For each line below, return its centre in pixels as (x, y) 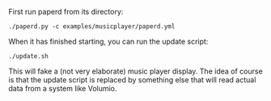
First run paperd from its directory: (66, 12)
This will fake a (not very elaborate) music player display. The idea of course (135, 71)
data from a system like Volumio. (63, 88)
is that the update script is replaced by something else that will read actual (132, 80)
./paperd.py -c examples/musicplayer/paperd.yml (92, 27)
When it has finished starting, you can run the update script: (108, 41)
